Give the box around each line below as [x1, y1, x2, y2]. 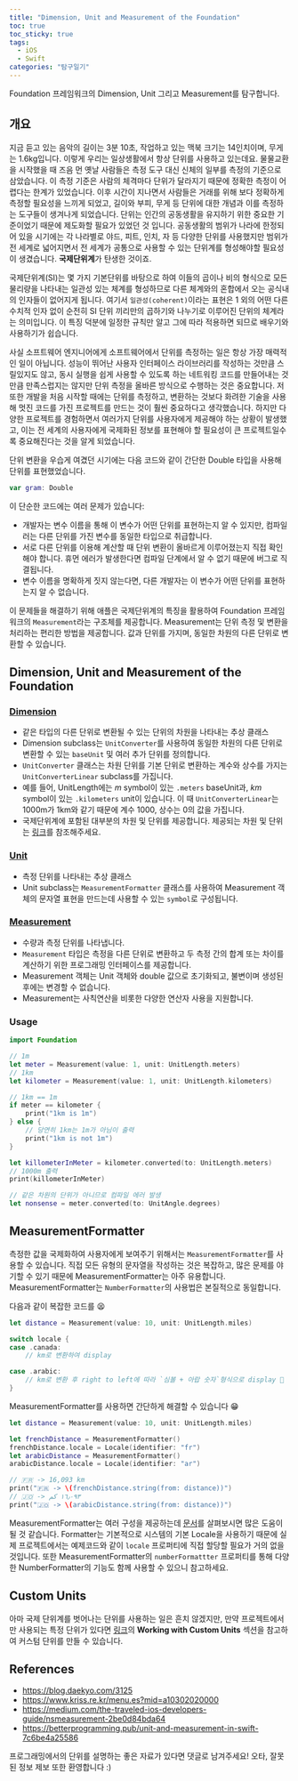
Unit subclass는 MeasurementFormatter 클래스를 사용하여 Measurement [21, 882, 276, 892]
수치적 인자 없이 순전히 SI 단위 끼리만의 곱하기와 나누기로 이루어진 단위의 [9, 305, 261, 316]
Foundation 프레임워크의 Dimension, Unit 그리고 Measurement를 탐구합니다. [9, 88, 280, 99]
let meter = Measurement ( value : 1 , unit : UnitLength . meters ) [9, 1060, 241, 1068]
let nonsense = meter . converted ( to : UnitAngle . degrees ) [9, 1199, 221, 1208]
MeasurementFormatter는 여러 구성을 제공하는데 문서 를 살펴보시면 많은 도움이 [9, 1518, 283, 1528]
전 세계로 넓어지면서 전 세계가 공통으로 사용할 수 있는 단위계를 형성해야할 [9, 242, 261, 253]
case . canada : [9, 1342, 62, 1352]
